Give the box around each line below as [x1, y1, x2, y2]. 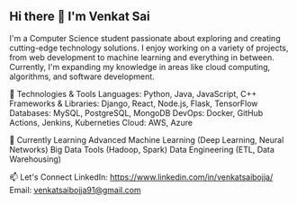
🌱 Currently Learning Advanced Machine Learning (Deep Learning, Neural [9, 134, 284, 145]
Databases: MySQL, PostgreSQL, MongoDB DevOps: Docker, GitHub [9, 107, 264, 118]
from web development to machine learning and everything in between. [9, 51, 274, 63]
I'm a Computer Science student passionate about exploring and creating [9, 32, 281, 43]
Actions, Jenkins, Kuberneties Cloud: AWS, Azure [9, 117, 193, 128]
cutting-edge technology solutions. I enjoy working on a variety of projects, [9, 42, 289, 53]
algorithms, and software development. [9, 71, 155, 82]
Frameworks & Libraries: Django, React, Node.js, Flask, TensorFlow [9, 98, 258, 109]
